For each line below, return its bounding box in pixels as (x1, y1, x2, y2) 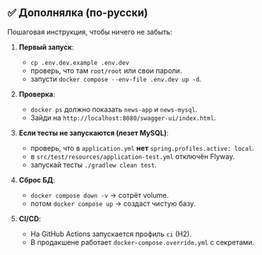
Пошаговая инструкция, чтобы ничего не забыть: (7, 27, 173, 36)
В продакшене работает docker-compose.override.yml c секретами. (30, 237, 255, 246)
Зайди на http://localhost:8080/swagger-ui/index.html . (30, 113, 217, 122)
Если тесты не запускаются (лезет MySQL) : (18, 128, 169, 137)
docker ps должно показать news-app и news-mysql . (30, 104, 198, 114)
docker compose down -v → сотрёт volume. (30, 190, 169, 199)
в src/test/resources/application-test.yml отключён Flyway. (30, 151, 235, 161)
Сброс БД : (18, 175, 56, 184)
